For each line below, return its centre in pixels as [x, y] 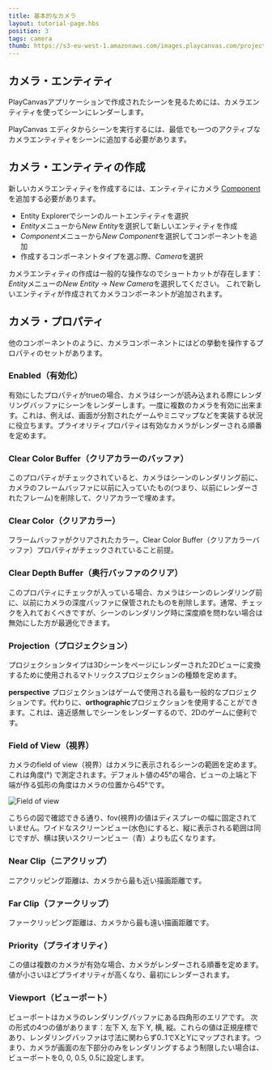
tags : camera [30, 38]
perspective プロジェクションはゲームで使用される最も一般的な [115, 693]
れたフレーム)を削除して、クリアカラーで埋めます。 [94, 498]
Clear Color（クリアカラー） [64, 521]
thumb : [19, 46]
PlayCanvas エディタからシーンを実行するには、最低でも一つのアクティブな [134, 129]
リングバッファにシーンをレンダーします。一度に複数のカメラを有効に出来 [132, 405]
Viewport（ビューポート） [60, 998]
